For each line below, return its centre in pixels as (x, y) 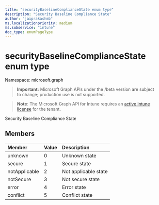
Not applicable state (85, 171)
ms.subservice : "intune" (30, 28)
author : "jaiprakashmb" (29, 18)
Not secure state (81, 179)
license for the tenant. (39, 109)
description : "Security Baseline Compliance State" (58, 14)
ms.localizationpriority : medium (39, 23)
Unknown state (79, 155)
